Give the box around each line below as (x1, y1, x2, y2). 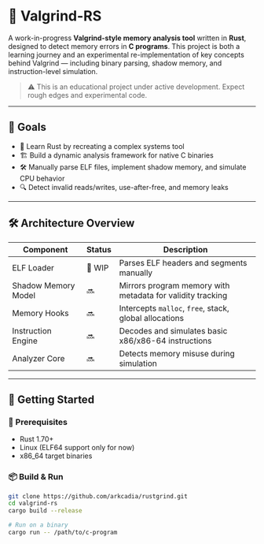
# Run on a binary (8, 521, 68, 529)
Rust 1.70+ (19, 434, 54, 444)
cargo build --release (8, 507, 82, 515)
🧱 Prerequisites (8, 416, 68, 427)
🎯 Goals (8, 121, 47, 134)
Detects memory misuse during (119, 348, 236, 359)
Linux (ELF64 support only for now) (19, 443, 135, 453)
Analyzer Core (12, 352, 65, 363)
